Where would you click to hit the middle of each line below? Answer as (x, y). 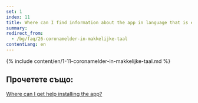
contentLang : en (26, 45)
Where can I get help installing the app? (54, 94)
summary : (17, 28)
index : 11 (18, 17)
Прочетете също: (40, 80)
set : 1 (14, 11)
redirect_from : (25, 34)
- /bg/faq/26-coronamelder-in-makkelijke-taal (70, 39)
